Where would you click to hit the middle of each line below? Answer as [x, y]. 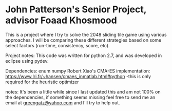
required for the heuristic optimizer [42, 82]
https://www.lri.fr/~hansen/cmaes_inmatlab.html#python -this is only [78, 76]
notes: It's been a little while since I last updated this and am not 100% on [83, 91]
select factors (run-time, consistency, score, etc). [58, 45]
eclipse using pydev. [27, 61]
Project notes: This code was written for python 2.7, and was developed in [84, 55]
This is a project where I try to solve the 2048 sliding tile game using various [86, 34]
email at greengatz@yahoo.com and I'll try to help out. [63, 103]
